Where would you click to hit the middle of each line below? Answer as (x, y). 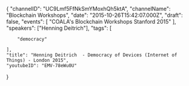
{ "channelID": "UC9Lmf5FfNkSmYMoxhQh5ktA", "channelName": (88, 9)
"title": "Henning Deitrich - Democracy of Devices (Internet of (92, 55)
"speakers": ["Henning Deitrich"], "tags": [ (59, 28)
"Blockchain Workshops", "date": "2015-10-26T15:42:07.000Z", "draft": (94, 15)
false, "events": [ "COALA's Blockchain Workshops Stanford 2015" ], (91, 21)
